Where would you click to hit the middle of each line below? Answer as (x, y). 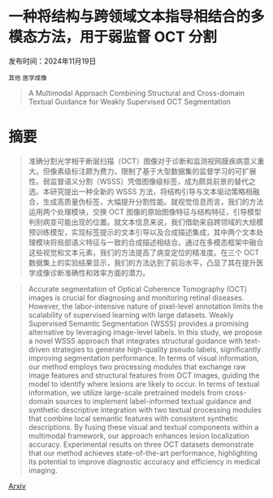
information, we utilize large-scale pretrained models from (126, 392)
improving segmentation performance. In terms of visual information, (143, 357)
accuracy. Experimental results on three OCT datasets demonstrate (141, 444)
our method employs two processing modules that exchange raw (137, 366)
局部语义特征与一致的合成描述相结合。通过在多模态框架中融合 (160, 242)
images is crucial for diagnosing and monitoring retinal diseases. (136, 297)
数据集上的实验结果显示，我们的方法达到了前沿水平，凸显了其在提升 (142, 262)
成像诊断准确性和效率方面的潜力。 (93, 272)
